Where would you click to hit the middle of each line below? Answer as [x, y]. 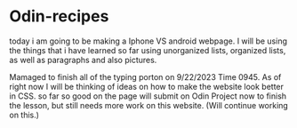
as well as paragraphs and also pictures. [83, 60]
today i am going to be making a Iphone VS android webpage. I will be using [148, 41]
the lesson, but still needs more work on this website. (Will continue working [149, 105]
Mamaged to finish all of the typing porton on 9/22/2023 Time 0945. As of [145, 76]
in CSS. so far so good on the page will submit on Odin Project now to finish [148, 96]
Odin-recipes [59, 16]
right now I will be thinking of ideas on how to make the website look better [147, 86]
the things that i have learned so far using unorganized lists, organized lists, [148, 50]
